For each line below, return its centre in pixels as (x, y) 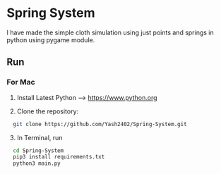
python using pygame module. (51, 39)
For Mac (21, 82)
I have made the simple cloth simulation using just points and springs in (110, 32)
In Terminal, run (40, 137)
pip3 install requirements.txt (59, 157)
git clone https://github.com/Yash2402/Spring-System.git (100, 124)
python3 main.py (37, 163)
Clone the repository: (48, 111)
